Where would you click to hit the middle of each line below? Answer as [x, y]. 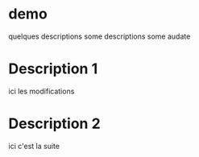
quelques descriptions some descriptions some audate [99, 36]
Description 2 [54, 124]
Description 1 [53, 69]
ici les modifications [41, 91]
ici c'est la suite [34, 146]
